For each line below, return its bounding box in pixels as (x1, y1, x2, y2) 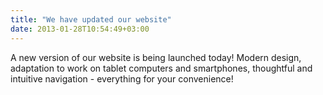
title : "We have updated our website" (10, 14, 172, 25)
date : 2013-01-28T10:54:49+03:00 (10, 24, 150, 34)
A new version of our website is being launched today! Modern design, (10, 51, 302, 63)
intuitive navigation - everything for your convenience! (10, 72, 234, 85)
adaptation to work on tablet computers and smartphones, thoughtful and (10, 62, 313, 74)
